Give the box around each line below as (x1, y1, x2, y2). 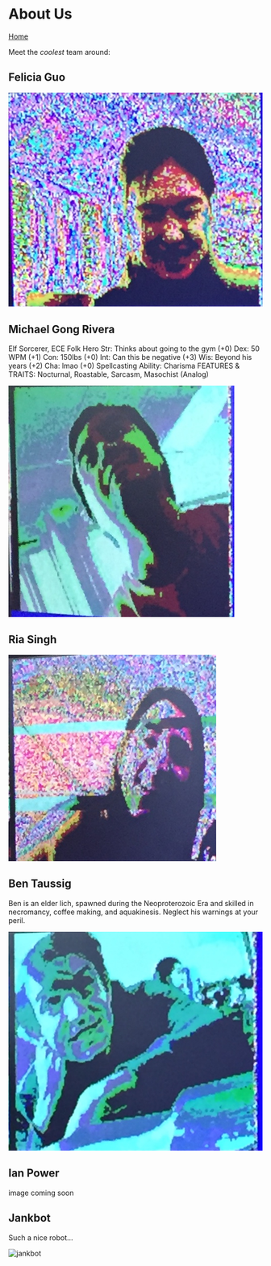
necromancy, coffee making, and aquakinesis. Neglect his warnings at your (8, 907, 259, 917)
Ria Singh (8, 633, 57, 646)
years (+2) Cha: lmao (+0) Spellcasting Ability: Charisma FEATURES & (8, 361, 240, 370)
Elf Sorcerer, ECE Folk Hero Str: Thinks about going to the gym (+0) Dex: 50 (8, 344, 261, 353)
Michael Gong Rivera (8, 322, 115, 336)
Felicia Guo (8, 70, 66, 85)
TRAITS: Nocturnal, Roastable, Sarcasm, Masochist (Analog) (8, 369, 210, 379)
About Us (8, 5, 73, 23)
